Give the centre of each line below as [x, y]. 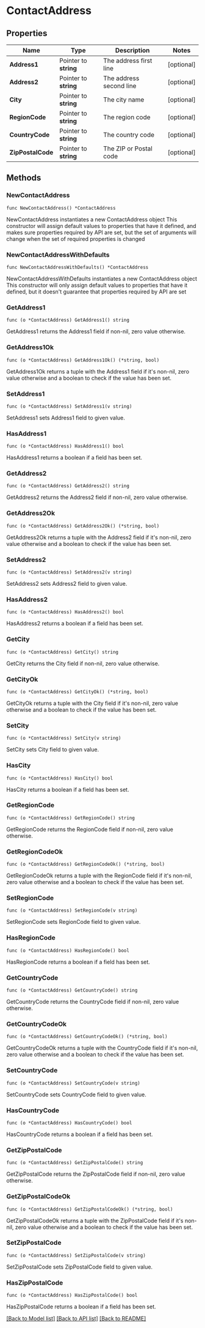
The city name [124, 100]
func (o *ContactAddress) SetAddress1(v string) [69, 406]
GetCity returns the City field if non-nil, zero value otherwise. [83, 663]
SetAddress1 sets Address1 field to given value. [66, 418]
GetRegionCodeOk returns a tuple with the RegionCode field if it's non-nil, [99, 876]
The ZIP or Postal [128, 149]
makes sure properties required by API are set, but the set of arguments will [101, 232]
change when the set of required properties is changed [76, 238]
